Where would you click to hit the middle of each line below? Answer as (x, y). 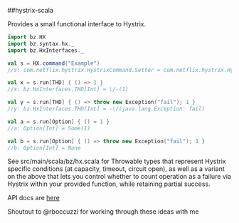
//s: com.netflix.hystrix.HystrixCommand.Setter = (84, 70)
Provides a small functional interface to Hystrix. (77, 24)
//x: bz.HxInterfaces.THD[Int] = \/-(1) (68, 89)
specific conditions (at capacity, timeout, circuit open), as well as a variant (116, 169)
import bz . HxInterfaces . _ (46, 50)
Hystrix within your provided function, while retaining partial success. (109, 184)
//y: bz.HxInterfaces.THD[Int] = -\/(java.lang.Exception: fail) (106, 109)
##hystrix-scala (30, 10)
